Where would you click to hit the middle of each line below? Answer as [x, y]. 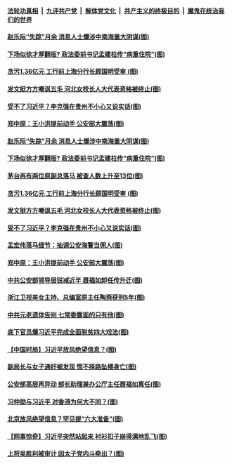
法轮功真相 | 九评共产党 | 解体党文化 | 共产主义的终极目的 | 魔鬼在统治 [113, 11]
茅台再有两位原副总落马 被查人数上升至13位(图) [75, 175]
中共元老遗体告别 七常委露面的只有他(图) [66, 314]
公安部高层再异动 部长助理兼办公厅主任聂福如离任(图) [84, 384]
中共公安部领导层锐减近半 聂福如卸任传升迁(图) [75, 280]
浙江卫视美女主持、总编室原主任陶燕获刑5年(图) [76, 298]
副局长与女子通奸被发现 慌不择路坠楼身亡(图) [72, 367]
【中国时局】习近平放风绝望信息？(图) [62, 349]
